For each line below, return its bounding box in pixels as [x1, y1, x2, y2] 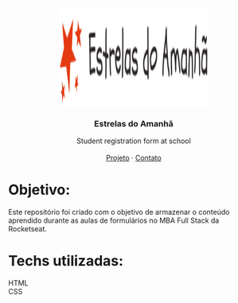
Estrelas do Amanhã [94, 118, 174, 129]
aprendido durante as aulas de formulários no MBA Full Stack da [8, 216, 220, 225]
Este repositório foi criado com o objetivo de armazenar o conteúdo [8, 208, 230, 217]
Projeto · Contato [106, 153, 162, 163]
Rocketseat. [8, 224, 48, 234]
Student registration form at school [76, 136, 191, 146]
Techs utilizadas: [8, 252, 124, 270]
